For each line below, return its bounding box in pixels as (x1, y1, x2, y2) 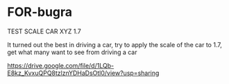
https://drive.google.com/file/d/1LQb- (7, 61, 114, 69)
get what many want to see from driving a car (7, 48, 137, 56)
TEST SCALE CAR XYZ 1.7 (7, 27, 82, 35)
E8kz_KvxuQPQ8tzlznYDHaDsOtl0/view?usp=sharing (7, 69, 160, 77)
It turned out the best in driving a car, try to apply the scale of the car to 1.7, (7, 40, 222, 49)
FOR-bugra (7, 4, 73, 20)
